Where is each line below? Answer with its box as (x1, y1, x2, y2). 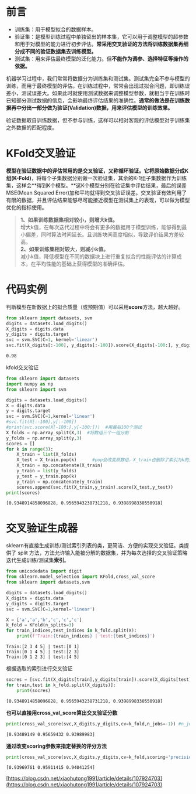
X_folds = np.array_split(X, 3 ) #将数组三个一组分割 (6, 430, 129, 435)
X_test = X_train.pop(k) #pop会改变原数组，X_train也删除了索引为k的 (16, 457, 189, 463)
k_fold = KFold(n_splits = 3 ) (6, 622, 75, 628)
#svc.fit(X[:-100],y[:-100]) (6, 419, 77, 425)
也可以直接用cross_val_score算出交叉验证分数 (6, 709, 118, 716)
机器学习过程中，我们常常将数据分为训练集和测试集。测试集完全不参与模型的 (6, 74, 190, 82)
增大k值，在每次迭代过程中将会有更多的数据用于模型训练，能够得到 (20, 223, 182, 230)
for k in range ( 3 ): (6, 446, 54, 452)
